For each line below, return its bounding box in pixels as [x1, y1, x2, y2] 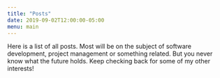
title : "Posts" [7, 10, 52, 17]
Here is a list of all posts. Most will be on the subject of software [7, 42, 192, 51]
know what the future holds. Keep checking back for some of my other [7, 57, 211, 65]
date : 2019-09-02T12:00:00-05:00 [7, 17, 105, 24]
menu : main [7, 23, 39, 30]
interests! [7, 64, 34, 73]
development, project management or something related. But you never [7, 49, 213, 58]
